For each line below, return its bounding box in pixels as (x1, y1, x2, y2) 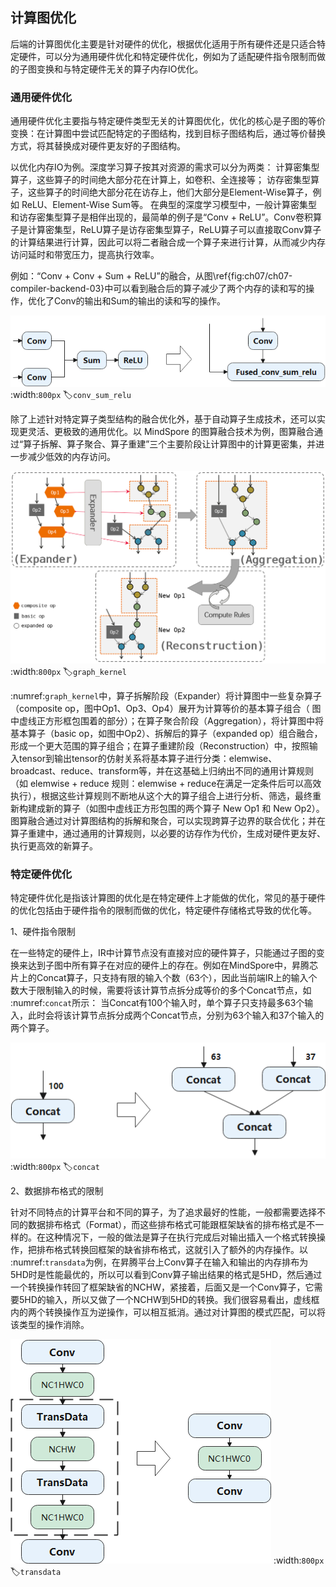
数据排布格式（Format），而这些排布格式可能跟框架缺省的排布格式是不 (27, 1219, 316, 1231)
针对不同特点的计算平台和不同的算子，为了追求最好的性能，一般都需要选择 (10, 1206, 317, 1218)
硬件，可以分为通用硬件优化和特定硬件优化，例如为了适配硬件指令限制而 (18, 50, 317, 62)
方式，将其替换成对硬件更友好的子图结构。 (10, 140, 186, 152)
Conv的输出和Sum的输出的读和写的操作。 (53, 295, 227, 307)
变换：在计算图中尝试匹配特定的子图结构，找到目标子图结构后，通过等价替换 (10, 128, 326, 140)
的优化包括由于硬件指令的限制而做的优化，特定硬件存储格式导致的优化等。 (10, 904, 317, 917)
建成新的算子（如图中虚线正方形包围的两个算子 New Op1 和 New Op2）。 (27, 802, 325, 814)
